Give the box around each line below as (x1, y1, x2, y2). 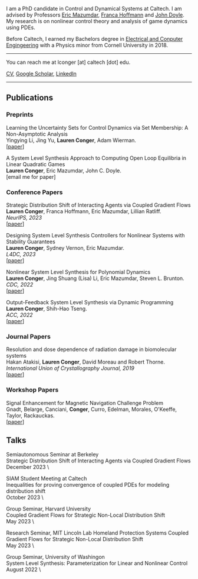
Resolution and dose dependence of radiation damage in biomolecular (6, 346, 177, 353)
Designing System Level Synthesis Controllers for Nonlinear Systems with (6, 231, 185, 239)
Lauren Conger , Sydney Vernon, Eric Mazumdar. (6, 244, 125, 251)
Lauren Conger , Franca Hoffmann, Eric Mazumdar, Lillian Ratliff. (6, 207, 161, 215)
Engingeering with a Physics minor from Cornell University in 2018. (6, 41, 169, 49)
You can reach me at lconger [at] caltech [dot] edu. (6, 59, 131, 66)
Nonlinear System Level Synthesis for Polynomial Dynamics (6, 268, 151, 275)
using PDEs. (6, 24, 35, 31)
